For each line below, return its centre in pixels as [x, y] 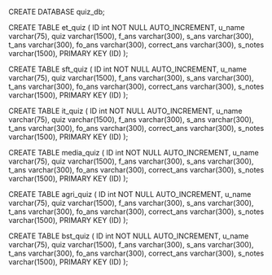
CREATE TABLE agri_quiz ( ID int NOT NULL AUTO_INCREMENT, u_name [130, 194]
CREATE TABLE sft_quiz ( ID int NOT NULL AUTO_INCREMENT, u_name [127, 69]
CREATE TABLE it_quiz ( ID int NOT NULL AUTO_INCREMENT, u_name [125, 111]
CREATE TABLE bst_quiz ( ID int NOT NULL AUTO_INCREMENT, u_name [129, 236]
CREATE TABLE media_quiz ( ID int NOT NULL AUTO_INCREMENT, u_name [134, 153]
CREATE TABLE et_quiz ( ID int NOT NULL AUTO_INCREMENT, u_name [127, 27]
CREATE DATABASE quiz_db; [57, 12]
